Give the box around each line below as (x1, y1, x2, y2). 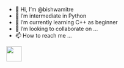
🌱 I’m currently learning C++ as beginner (15, 19, 118, 25)
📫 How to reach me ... (15, 32, 72, 39)
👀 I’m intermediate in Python (15, 12, 87, 19)
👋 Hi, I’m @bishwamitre (15, 6, 74, 13)
